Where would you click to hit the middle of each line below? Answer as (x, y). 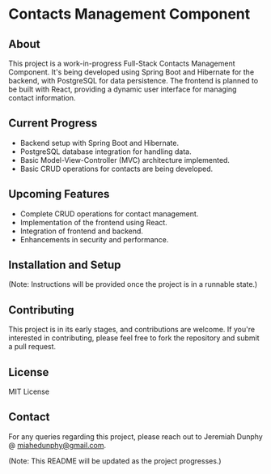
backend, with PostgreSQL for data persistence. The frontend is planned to (133, 81)
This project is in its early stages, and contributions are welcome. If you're (132, 330)
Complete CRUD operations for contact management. (109, 214)
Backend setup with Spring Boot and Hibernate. (100, 143)
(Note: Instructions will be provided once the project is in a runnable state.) (133, 284)
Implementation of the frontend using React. (93, 222)
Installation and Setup (65, 265)
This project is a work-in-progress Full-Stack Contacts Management (122, 63)
